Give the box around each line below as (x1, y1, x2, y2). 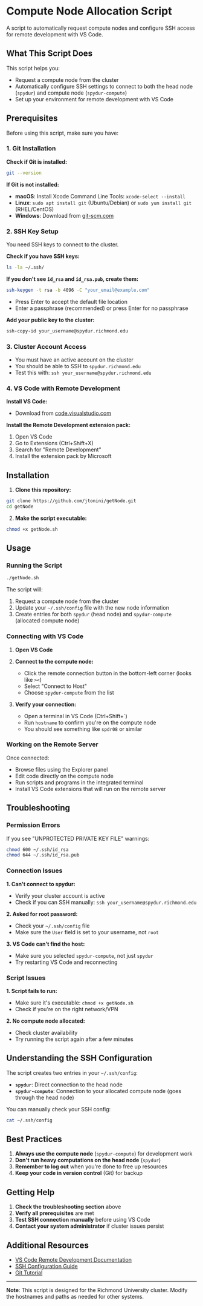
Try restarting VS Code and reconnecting (14, 958, 118, 966)
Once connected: (6, 754, 50, 761)
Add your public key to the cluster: (6, 316, 95, 323)
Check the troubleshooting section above (14, 1203, 121, 1211)
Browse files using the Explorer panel (14, 766, 108, 773)
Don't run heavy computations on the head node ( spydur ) (14, 1157, 161, 1164)
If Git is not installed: (6, 181, 59, 188)
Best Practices (6, 1134, 62, 1144)
